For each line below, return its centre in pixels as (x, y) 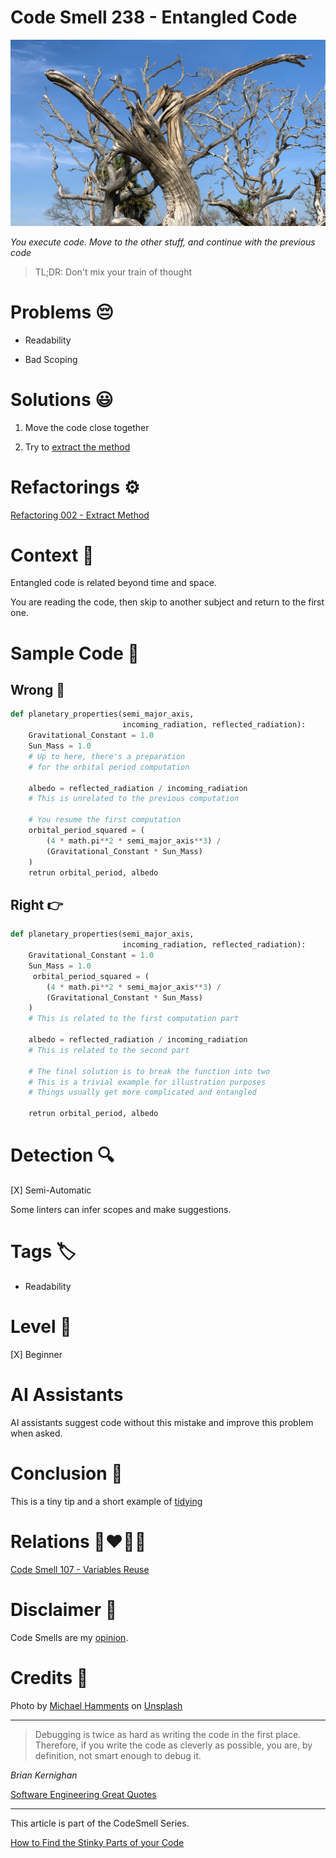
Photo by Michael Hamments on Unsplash (96, 1705)
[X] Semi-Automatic (51, 1190)
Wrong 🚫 (38, 690)
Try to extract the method (77, 447)
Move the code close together (87, 427)
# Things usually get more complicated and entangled (142, 1092)
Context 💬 (52, 555)
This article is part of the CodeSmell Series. (100, 1823)
